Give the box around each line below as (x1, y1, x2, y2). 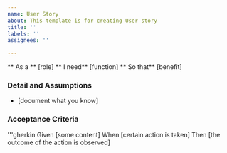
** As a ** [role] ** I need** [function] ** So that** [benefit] (7, 63, 183, 71)
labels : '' (7, 30, 40, 38)
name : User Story (7, 10, 59, 18)
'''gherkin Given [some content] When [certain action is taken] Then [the (7, 130, 221, 139)
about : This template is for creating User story (7, 17, 158, 24)
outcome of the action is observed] (7, 138, 110, 147)
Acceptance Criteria (7, 115, 79, 125)
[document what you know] (17, 97, 99, 105)
